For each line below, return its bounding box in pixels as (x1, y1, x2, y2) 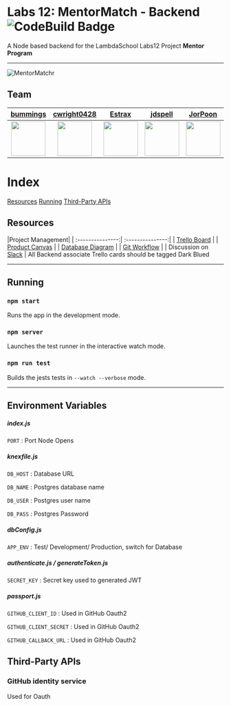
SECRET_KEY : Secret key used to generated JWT (7, 576, 142, 585)
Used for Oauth (7, 692, 51, 700)
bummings (10, 109, 47, 119)
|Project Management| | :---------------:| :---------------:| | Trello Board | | (7, 235, 219, 243)
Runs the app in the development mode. (7, 311, 120, 319)
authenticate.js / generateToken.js (7, 558, 109, 567)
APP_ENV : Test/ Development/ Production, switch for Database (7, 543, 183, 552)
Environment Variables (7, 400, 107, 412)
